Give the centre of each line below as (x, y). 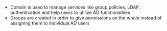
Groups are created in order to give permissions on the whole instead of (86, 18)
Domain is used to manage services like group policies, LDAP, (75, 7)
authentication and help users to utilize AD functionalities (70, 12)
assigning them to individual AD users (50, 23)
